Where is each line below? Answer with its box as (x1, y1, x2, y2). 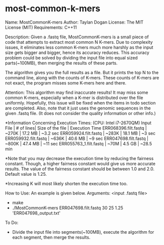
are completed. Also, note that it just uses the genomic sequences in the (5, 105, 151, 111)
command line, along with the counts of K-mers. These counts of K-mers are (5, 75, 160, 81)
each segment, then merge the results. (12, 234, 91, 240)
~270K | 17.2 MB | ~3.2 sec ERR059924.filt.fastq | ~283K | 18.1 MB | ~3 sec (5, 130, 156, 136)
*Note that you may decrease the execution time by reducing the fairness (5, 155, 154, 161)
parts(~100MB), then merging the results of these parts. (5, 60, 118, 66)
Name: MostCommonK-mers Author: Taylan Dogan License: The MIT (5, 19, 143, 25)
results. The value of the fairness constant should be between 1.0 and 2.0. (5, 165, 155, 172)
